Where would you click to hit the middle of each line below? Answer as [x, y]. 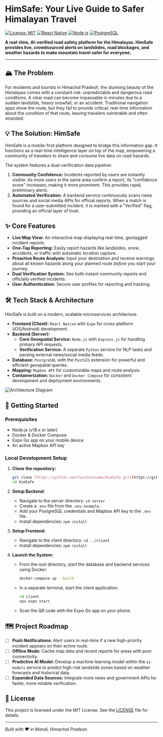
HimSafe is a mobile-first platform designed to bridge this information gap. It [81, 145]
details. [12, 715]
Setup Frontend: [29, 531]
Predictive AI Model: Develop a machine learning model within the [79, 662]
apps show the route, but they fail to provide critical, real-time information [79, 108]
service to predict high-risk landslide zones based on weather [88, 667]
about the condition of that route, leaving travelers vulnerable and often [76, 113]
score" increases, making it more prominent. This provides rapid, [77, 185]
